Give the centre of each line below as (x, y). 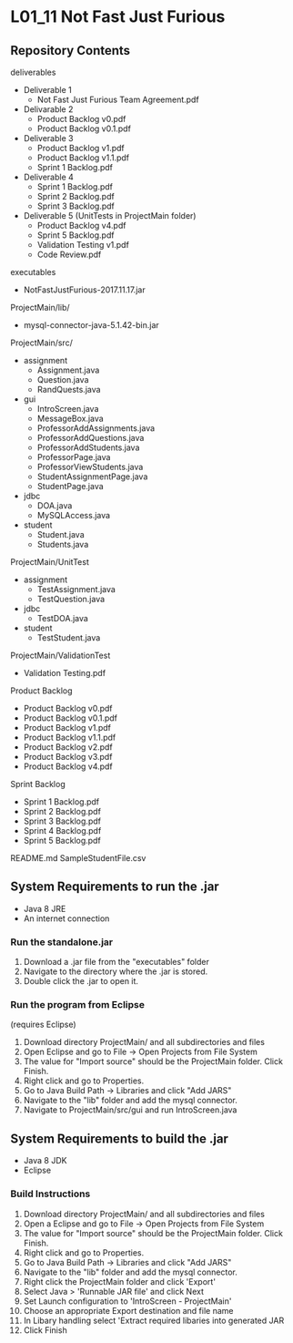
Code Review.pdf (69, 254)
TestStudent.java (69, 638)
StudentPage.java (70, 486)
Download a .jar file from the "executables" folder (116, 962)
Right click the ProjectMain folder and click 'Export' (120, 1281)
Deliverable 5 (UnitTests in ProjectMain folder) (110, 215)
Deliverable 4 (48, 177)
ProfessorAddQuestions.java (91, 438)
